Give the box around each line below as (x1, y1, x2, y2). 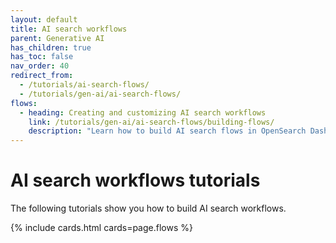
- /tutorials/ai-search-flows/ (19, 80, 150, 90)
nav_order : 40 (10, 61, 70, 71)
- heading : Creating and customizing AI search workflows (19, 107, 267, 118)
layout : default (10, 14, 78, 25)
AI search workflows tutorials (10, 169, 261, 192)
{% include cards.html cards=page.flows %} (10, 222, 193, 234)
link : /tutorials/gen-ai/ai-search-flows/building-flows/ (28, 117, 275, 127)
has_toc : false (10, 52, 74, 62)
